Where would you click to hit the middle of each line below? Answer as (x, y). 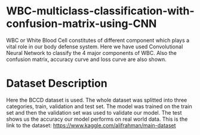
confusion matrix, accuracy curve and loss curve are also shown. (87, 59)
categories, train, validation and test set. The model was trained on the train (99, 106)
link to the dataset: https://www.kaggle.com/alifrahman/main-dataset (91, 125)
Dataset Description (57, 83)
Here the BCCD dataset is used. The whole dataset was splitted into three (97, 100)
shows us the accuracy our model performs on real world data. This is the (97, 119)
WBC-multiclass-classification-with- (101, 11)
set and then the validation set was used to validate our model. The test (94, 112)
